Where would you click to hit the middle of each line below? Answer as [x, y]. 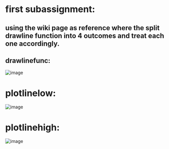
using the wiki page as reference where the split [82, 28]
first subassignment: [50, 9]
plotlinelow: [31, 93]
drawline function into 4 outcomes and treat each [85, 35]
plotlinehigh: [32, 127]
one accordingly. [32, 44]
